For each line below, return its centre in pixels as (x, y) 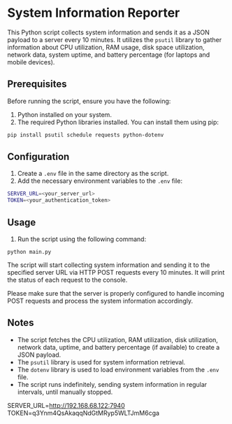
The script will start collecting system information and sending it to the (109, 265)
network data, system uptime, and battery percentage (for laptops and (109, 55)
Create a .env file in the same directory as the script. (93, 174)
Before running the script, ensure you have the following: (89, 101)
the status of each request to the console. (67, 280)
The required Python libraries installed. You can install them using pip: (118, 122)
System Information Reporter (94, 13)
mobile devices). (31, 62)
